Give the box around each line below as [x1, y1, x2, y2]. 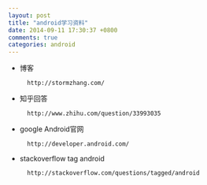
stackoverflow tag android [19, 154, 105, 164]
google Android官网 [19, 124, 84, 134]
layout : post [8, 11, 51, 20]
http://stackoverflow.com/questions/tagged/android [27, 169, 200, 177]
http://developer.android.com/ [27, 140, 130, 148]
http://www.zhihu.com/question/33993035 [27, 109, 161, 118]
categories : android [8, 41, 76, 49]
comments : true [8, 33, 58, 42]
